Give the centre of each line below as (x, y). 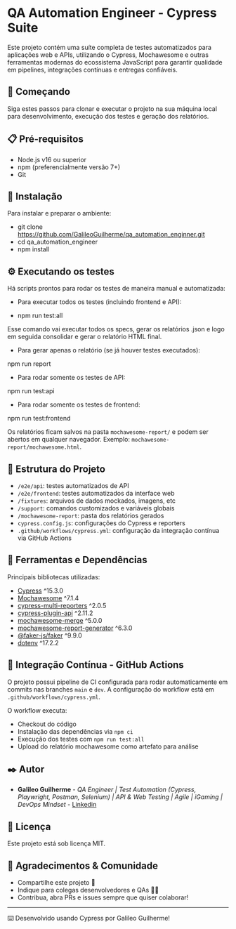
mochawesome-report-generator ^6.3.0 (75, 628)
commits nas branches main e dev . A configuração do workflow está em (111, 689)
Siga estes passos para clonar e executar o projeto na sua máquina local (112, 108)
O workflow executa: (37, 710)
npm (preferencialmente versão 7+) (69, 167)
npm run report (29, 364)
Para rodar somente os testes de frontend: (79, 404)
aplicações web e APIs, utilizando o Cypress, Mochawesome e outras (108, 55)
